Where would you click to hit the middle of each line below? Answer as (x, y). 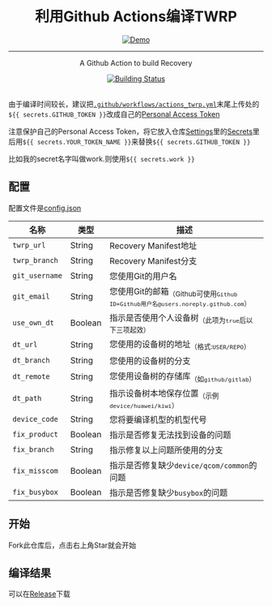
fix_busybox (36, 492)
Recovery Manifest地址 (153, 246)
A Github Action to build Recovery (136, 62)
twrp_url (29, 245)
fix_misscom (36, 471)
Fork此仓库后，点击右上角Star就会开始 (72, 545)
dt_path (27, 398)
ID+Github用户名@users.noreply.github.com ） (180, 303)
